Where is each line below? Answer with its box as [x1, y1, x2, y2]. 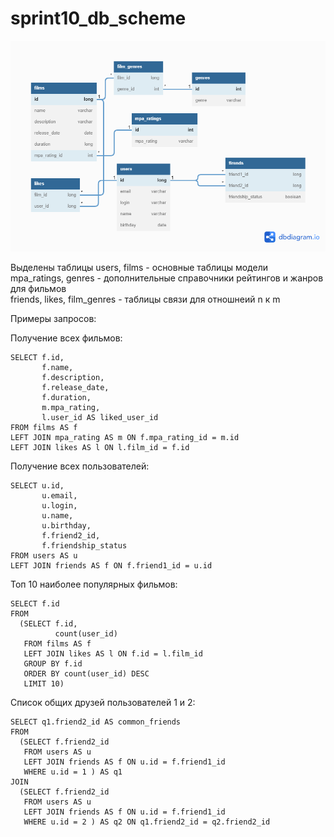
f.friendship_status [41, 540, 128, 551]
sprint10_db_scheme [10, 7, 187, 30]
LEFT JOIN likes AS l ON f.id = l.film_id [23, 648, 203, 659]
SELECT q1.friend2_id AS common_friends [10, 717, 182, 727]
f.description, [41, 372, 105, 382]
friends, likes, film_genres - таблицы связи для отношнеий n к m [10, 293, 281, 305]
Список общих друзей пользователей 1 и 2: [10, 696, 196, 708]
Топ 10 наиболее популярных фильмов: [10, 578, 178, 590]
